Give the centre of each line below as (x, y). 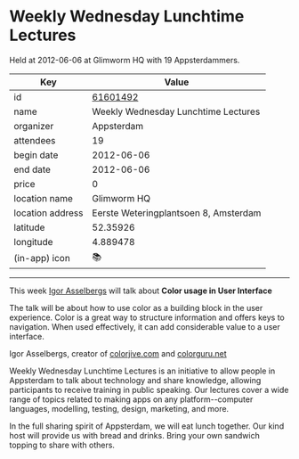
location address (48, 213)
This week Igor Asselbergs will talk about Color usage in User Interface (141, 291)
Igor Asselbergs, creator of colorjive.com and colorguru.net (118, 353)
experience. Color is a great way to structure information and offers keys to (147, 317)
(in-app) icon (42, 258)
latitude (29, 227)
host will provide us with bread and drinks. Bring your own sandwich (134, 435)
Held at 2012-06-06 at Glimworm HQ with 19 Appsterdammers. (125, 60)
